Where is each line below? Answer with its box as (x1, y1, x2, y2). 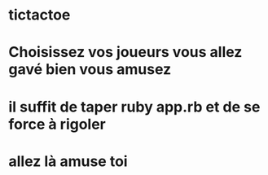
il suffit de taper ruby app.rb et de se (8, 98, 261, 116)
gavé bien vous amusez (8, 60, 172, 79)
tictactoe (8, 6, 71, 24)
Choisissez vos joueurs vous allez (8, 43, 243, 62)
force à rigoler (8, 115, 106, 133)
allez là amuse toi (8, 152, 128, 170)
